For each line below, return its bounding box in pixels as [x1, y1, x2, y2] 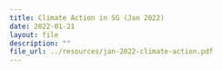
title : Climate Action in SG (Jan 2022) [9, 13, 166, 23]
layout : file [9, 30, 59, 39]
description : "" [9, 38, 71, 48]
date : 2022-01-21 [9, 22, 76, 31]
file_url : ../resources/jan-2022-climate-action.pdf [9, 47, 214, 56]
